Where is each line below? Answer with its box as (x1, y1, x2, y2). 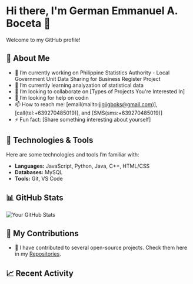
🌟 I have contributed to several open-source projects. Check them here (14, 244, 188, 252)
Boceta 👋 (6, 17, 51, 30)
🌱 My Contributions (6, 228, 79, 239)
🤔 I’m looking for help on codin (14, 94, 89, 101)
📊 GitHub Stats (6, 192, 64, 203)
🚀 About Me (6, 53, 50, 63)
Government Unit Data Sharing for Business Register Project (14, 75, 161, 82)
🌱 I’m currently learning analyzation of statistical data (14, 81, 144, 89)
